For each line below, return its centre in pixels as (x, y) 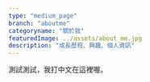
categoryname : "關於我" (46, 31)
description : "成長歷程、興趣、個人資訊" (72, 46)
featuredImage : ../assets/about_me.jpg (75, 38)
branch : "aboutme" (39, 23)
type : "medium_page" (43, 16)
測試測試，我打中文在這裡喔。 (58, 70)
